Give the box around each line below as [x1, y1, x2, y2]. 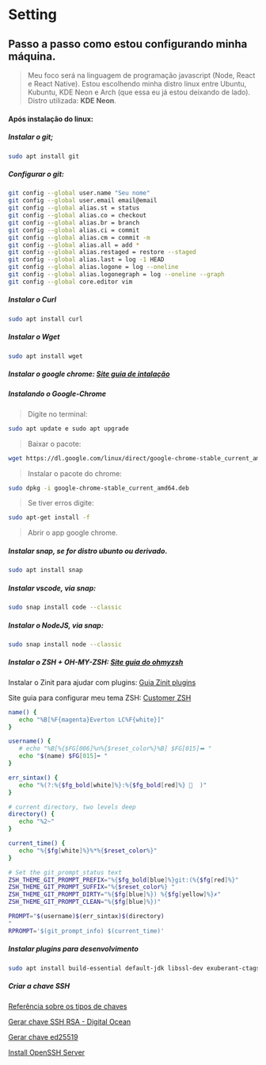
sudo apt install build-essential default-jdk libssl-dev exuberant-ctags [8, 964, 260, 972]
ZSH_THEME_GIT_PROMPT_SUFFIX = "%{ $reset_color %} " [8, 883, 176, 891]
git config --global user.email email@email [8, 197, 158, 205]
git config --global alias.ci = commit [8, 226, 140, 234]
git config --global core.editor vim [8, 278, 133, 286]
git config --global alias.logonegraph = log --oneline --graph [8, 271, 225, 279]
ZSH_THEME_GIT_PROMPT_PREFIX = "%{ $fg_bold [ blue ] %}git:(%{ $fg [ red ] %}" [8, 875, 239, 884]
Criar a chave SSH [8, 982, 70, 991]
